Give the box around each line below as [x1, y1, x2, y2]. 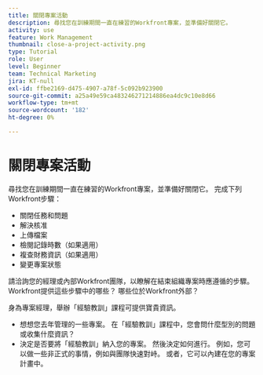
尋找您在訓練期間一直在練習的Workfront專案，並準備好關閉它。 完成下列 [8, 184, 243, 193]
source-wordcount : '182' [8, 107, 89, 115]
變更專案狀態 [19, 260, 61, 269]
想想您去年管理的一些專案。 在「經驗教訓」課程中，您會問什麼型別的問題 [19, 319, 256, 329]
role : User [8, 56, 44, 64]
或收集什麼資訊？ [19, 329, 75, 338]
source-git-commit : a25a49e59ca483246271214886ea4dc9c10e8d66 [8, 92, 216, 100]
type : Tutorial [8, 48, 58, 56]
